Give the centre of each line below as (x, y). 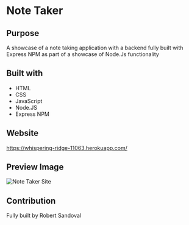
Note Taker (35, 11)
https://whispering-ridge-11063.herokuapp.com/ (67, 148)
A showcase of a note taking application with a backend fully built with (95, 48)
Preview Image (35, 167)
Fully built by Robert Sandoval (44, 216)
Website (22, 133)
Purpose (23, 33)
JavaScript (29, 101)
